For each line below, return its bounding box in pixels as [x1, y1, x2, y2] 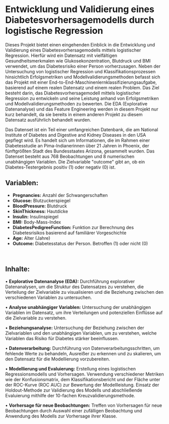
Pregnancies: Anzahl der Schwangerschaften [12, 192, 108, 198]
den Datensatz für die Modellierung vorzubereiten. [5, 356, 110, 362]
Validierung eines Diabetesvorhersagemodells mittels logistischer [5, 47, 141, 53]
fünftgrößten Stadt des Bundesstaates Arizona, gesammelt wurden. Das [5, 148, 155, 154]
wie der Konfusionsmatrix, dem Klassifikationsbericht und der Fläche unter [5, 376, 160, 382]
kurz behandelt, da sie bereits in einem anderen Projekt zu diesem [5, 111, 143, 117]
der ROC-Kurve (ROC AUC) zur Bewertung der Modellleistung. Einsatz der [5, 382, 159, 388]
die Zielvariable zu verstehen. [5, 314, 67, 321]
